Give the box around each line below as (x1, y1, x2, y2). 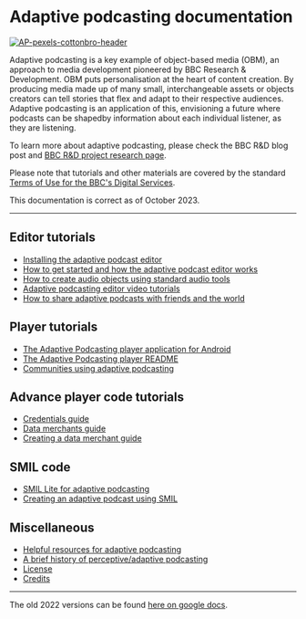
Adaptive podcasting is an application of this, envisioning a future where (9, 102, 280, 113)
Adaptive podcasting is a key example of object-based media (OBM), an (9, 54, 280, 65)
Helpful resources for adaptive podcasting (22, 544, 182, 554)
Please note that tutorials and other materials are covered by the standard (9, 167, 286, 178)
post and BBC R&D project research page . (9, 149, 167, 161)
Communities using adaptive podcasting (22, 362, 175, 373)
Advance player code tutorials (9, 389, 185, 404)
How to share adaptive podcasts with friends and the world (22, 292, 246, 303)
